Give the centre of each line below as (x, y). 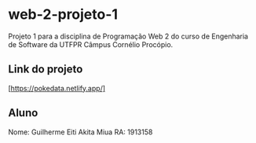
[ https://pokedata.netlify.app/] (57, 88)
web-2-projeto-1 (63, 15)
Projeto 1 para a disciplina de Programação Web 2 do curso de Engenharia (128, 36)
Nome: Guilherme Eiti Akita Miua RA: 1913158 (80, 132)
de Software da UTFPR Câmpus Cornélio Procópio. (91, 44)
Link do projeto (46, 70)
